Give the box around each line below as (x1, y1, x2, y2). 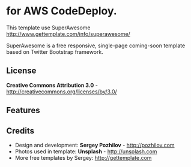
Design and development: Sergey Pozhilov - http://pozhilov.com (14, 141, 175, 148)
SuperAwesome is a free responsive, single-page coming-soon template (6, 42, 186, 49)
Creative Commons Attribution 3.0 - (6, 81, 98, 89)
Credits (6, 126, 35, 136)
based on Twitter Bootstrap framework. (6, 48, 103, 55)
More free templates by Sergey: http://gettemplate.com (14, 154, 152, 161)
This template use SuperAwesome (6, 24, 91, 31)
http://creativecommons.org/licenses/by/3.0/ (6, 88, 117, 95)
